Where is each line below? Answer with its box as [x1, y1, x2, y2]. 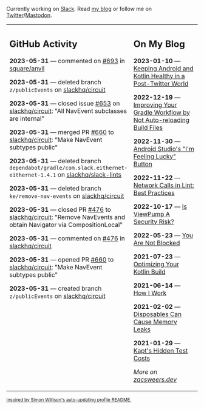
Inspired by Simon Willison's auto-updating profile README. [6, 397, 132, 403]
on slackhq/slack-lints [57, 170, 121, 178]
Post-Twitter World [133, 79, 189, 87]
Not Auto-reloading [133, 115, 190, 124]
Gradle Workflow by [133, 108, 190, 117]
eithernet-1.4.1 [9, 171, 56, 178]
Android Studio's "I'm [133, 144, 194, 153]
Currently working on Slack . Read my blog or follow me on [6, 5, 152, 12]
